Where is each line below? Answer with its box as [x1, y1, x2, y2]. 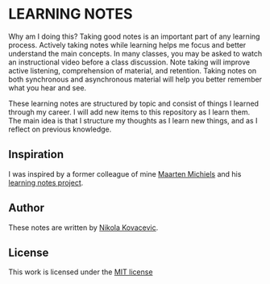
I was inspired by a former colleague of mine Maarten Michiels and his [8, 169, 242, 178]
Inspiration [8, 148, 64, 161]
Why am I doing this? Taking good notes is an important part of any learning [8, 31, 260, 41]
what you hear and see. [8, 82, 87, 93]
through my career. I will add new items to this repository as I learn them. [8, 106, 251, 117]
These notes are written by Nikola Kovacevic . [8, 223, 159, 232]
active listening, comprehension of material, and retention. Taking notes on [8, 65, 256, 75]
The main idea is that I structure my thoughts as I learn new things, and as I [8, 115, 258, 125]
